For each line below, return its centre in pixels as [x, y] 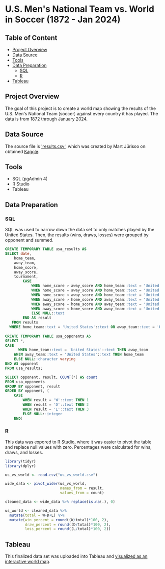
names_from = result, [82, 488]
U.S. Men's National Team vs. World [80, 9]
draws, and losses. [24, 452]
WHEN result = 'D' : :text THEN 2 [56, 405]
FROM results [25, 322]
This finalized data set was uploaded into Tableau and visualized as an [76, 556]
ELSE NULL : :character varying [45, 359]
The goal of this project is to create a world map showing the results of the [81, 108]
